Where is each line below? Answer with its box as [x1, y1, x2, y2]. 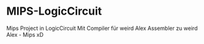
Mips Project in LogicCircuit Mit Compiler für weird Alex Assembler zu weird [6, 24, 198, 32]
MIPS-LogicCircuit [6, 4, 102, 18]
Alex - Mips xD [6, 31, 44, 38]
